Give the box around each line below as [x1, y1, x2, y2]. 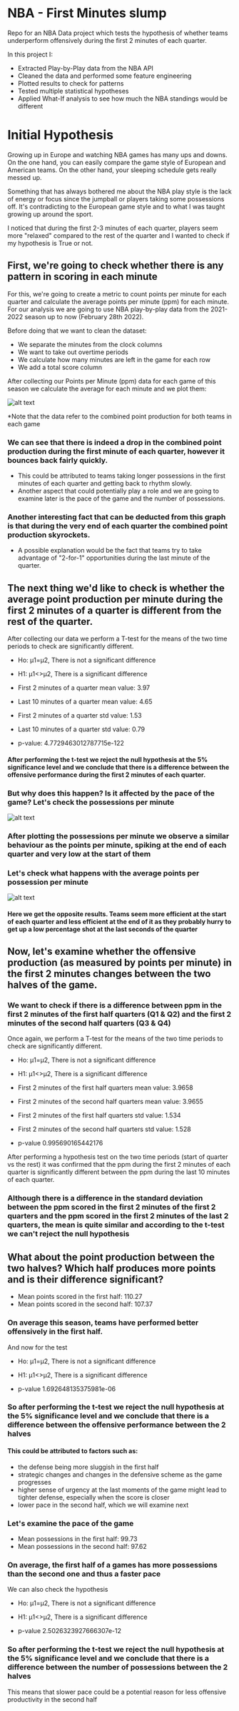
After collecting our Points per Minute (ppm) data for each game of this [7, 376, 216, 385]
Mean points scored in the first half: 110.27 [17, 1293, 143, 1301]
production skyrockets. [7, 530, 91, 540]
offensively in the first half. [7, 1327, 103, 1337]
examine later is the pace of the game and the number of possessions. [17, 494, 225, 503]
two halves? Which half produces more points [7, 1262, 216, 1274]
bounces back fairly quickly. [7, 455, 108, 465]
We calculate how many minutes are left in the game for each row [17, 355, 210, 363]
